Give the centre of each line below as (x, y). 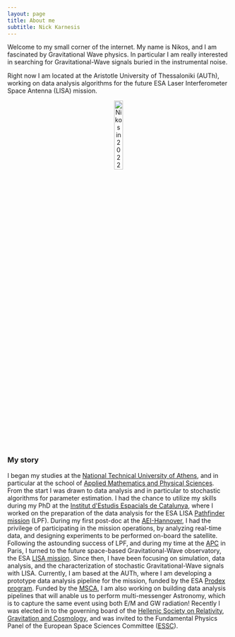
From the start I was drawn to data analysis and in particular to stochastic (114, 490)
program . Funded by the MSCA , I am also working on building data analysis (116, 588)
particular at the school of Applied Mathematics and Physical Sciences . (111, 483)
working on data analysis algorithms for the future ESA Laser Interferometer (117, 83)
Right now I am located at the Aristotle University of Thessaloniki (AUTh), (114, 76)
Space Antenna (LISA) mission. (52, 91)
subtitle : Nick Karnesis (44, 27)
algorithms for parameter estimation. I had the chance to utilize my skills (112, 498)
